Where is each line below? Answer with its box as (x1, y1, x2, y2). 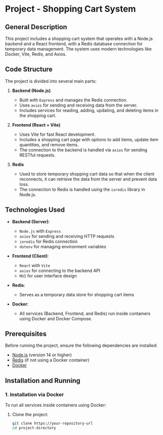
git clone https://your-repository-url (12, 421, 93, 426)
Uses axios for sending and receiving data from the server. (19, 102, 138, 108)
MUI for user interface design (19, 272, 77, 278)
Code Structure (5, 65, 53, 73)
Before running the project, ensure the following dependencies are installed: (5, 343, 158, 348)
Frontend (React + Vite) (12, 122, 61, 127)
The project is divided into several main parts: (5, 78, 97, 84)
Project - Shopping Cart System (5, 3, 136, 15)
